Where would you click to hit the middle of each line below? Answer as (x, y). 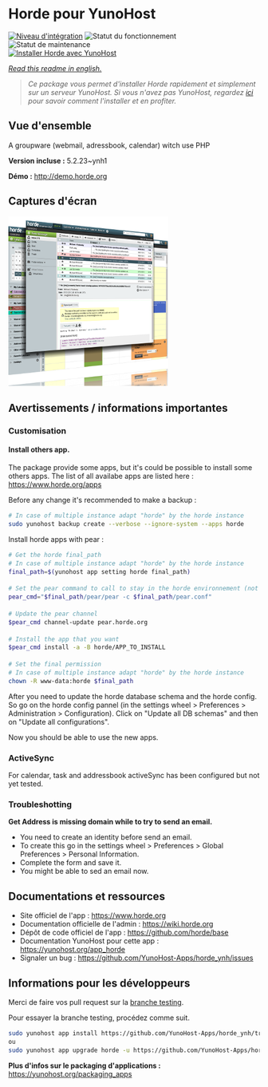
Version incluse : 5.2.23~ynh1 (58, 160)
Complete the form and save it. (71, 863)
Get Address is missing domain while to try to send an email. (110, 822)
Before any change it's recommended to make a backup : (102, 500)
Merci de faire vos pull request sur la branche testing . (96, 1002)
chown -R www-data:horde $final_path (71, 681)
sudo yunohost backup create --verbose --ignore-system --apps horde (126, 524)
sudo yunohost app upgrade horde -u (69, 1050)
